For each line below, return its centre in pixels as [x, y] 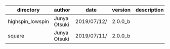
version [121, 10]
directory [28, 10]
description [150, 10]
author [62, 10]
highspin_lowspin [28, 21]
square [16, 36]
